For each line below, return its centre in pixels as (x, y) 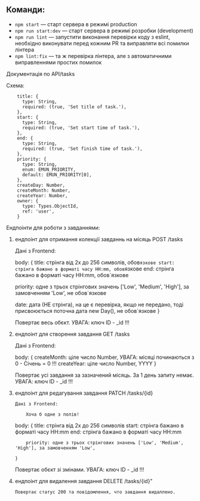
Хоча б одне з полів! (53, 414)
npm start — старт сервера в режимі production (76, 24)
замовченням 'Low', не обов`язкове (60, 293)
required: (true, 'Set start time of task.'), (81, 128)
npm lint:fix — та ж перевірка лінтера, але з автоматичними (93, 56)
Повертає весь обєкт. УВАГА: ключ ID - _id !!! (72, 322)
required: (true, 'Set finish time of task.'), (82, 149)
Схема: (16, 85)
